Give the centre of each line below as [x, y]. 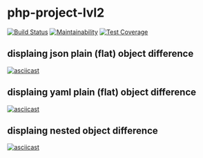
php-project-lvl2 [56, 13]
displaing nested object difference [83, 131]
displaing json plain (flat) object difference [100, 54]
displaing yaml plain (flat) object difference [102, 93]
